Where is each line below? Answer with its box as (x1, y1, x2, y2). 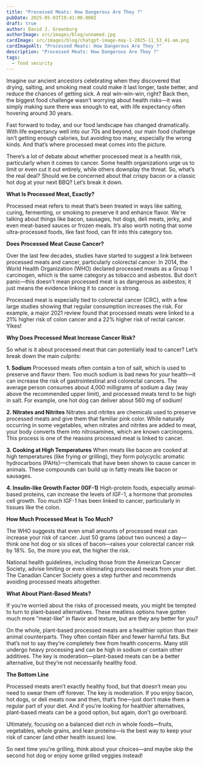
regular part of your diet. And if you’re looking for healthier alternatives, (6, 702, 186, 709)
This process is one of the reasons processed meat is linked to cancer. (6, 434, 184, 442)
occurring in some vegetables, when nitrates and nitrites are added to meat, (6, 421, 197, 428)
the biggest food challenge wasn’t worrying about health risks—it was (6, 96, 182, 104)
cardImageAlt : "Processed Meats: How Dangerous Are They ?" (6, 43, 163, 49)
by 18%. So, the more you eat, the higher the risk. (6, 546, 130, 554)
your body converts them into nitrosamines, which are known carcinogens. (6, 428, 194, 435)
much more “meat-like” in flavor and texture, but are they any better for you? (6, 615, 199, 622)
